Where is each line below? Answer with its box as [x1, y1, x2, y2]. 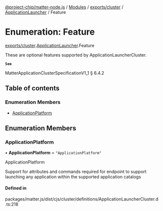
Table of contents [5, 84, 60, 92]
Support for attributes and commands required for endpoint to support [5, 169, 147, 175]
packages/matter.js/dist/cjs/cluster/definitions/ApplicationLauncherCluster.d [5, 196, 159, 202]
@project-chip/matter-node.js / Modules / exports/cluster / [5, 4, 123, 10]
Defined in [5, 185, 27, 191]
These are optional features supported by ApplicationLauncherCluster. [5, 52, 147, 58]
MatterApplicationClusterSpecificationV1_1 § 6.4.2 [5, 70, 104, 76]
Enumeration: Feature [5, 26, 95, 38]
